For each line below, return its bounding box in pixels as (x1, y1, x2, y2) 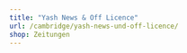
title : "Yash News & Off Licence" (9, 13, 139, 22)
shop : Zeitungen (9, 30, 70, 39)
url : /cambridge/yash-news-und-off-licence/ (9, 22, 179, 31)
